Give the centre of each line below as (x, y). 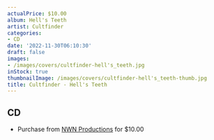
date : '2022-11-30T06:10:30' (49, 46)
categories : (24, 33)
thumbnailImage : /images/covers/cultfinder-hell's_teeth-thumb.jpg (107, 78)
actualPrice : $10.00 (37, 14)
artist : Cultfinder (36, 26)
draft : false (26, 53)
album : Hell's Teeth (37, 20)
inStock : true (28, 71)
